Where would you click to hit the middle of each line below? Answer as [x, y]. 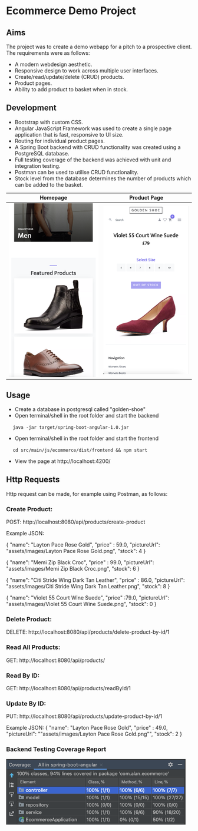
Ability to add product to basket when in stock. [71, 89]
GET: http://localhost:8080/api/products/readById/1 [68, 688]
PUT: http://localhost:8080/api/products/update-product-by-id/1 [84, 716]
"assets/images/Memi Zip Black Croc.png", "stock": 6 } [73, 569]
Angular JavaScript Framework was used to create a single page [93, 128]
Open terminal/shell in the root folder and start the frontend [87, 438]
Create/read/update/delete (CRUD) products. [70, 77]
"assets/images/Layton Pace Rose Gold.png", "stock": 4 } [76, 551]
